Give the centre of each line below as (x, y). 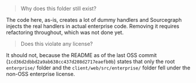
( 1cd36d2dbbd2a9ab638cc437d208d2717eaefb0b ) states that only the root (91, 62)
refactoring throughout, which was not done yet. (65, 32)
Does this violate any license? (57, 44)
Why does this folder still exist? (58, 9)
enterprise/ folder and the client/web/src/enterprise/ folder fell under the (98, 68)
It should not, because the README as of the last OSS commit (81, 55)
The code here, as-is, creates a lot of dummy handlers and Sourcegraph (94, 20)
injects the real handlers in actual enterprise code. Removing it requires (93, 26)
